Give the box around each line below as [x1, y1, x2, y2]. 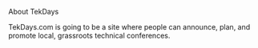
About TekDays [8, 7, 59, 16]
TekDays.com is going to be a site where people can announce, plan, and [8, 22, 251, 31]
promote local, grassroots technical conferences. [8, 31, 171, 40]
